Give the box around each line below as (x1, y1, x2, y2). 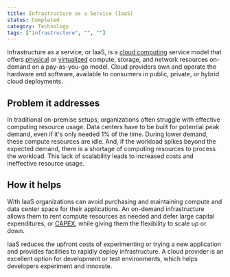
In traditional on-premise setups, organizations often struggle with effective (7, 115, 221, 124)
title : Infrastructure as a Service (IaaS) (7, 10, 134, 17)
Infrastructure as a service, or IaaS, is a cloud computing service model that (7, 48, 222, 56)
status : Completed (7, 16, 60, 23)
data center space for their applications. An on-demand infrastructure (7, 204, 205, 213)
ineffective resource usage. (7, 159, 84, 168)
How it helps (7, 179, 62, 191)
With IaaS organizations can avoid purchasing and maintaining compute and (7, 197, 222, 206)
